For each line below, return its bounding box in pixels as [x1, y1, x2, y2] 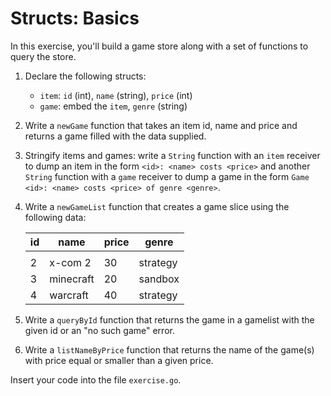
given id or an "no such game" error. [24, 324, 175, 336]
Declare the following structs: [24, 70, 147, 82]
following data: [24, 211, 87, 223]
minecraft [49, 272, 95, 286]
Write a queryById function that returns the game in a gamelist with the [24, 313, 315, 326]
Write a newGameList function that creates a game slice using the [24, 200, 290, 212]
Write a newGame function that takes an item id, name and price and [24, 119, 298, 131]
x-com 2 [49, 255, 92, 269]
